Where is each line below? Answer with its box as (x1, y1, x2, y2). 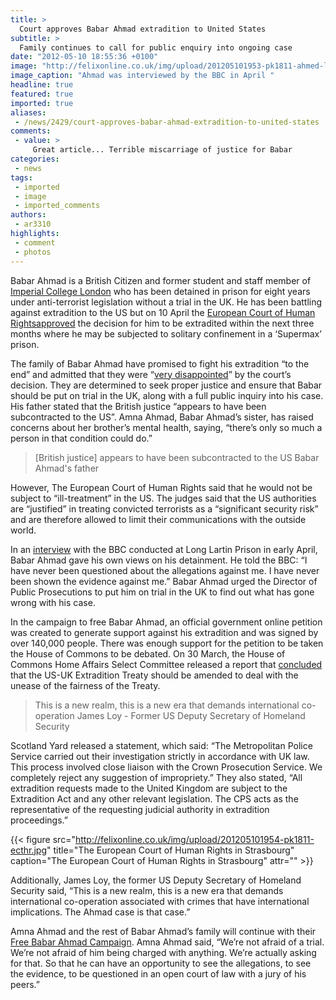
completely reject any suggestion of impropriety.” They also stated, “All (10, 771, 303, 783)
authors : (10, 210, 47, 220)
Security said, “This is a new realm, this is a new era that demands (10, 884, 284, 896)
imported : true (10, 98, 74, 108)
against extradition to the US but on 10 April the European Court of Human (10, 306, 316, 318)
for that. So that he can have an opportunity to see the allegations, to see (10, 957, 312, 969)
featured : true (10, 89, 74, 99)
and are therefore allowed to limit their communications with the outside (10, 513, 307, 525)
